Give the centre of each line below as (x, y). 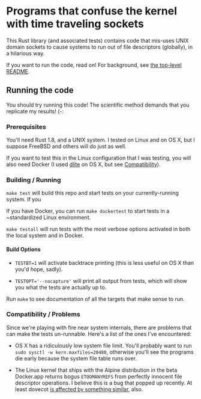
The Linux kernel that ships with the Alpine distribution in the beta (96, 370)
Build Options (23, 249)
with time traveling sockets (75, 24)
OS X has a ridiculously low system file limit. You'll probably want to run (103, 345)
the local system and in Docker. (45, 235)
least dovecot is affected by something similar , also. (79, 389)
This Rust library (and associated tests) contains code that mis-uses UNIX (97, 40)
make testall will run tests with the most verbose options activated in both (98, 229)
